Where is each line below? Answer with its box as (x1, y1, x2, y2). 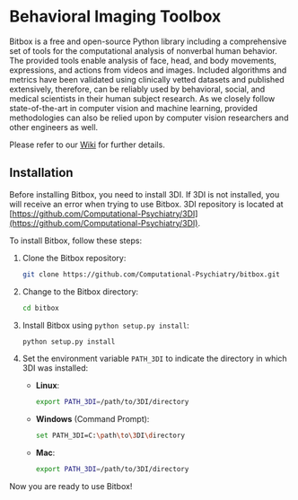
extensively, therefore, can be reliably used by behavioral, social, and (9, 83, 266, 94)
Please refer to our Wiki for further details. (9, 139, 166, 150)
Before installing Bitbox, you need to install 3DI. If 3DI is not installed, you (9, 189, 280, 199)
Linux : (35, 380, 60, 391)
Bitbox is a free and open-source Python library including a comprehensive (9, 36, 287, 47)
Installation (9, 165, 74, 180)
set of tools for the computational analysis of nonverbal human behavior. (9, 45, 278, 56)
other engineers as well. (9, 121, 99, 132)
